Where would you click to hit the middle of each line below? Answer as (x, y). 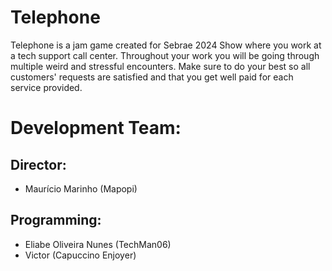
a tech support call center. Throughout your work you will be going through (165, 55)
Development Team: (96, 128)
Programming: (56, 220)
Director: (38, 164)
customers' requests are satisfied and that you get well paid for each (152, 77)
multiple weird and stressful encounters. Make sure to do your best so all (160, 66)
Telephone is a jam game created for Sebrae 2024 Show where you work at (166, 45)
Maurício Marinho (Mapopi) (81, 188)
